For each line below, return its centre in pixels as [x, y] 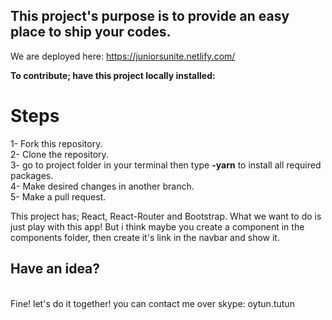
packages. [32, 175]
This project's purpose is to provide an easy [150, 16]
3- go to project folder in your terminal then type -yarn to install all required [166, 165]
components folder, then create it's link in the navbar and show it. [145, 237]
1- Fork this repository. [56, 143]
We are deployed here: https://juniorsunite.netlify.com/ [123, 56]
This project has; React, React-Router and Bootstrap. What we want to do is [166, 216]
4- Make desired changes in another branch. [102, 186]
